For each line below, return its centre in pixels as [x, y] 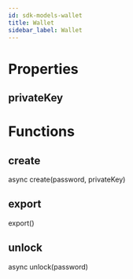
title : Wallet [31, 23]
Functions [41, 132]
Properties [43, 69]
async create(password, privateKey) [67, 179]
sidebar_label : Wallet [45, 30]
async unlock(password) [48, 266]
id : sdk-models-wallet [45, 15]
